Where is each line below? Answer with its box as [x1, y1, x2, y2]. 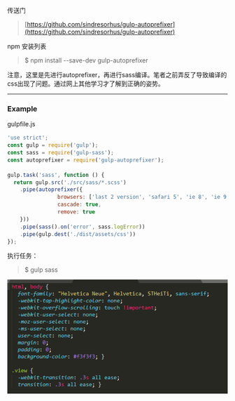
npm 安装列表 [7, 42, 47, 51]
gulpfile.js [7, 120, 36, 129]
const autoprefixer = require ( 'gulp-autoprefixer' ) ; [7, 157, 164, 164]
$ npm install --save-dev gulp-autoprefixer [24, 56, 148, 65]
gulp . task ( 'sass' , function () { [7, 171, 105, 178]
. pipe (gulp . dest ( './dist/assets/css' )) [20, 230, 136, 237]
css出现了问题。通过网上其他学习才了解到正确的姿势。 [7, 79, 164, 88]
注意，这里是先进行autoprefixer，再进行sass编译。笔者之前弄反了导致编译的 [7, 71, 227, 79]
